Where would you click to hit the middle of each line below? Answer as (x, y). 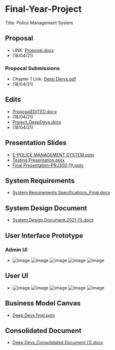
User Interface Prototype (44, 235)
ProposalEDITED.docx (35, 112)
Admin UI (17, 249)
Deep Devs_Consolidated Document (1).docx (58, 343)
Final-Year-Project (43, 9)
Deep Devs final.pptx (34, 315)
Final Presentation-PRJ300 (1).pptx (48, 165)
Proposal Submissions (33, 68)
